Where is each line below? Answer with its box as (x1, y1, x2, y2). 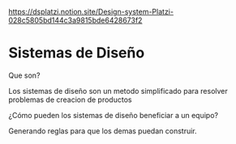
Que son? (8, 70, 41, 80)
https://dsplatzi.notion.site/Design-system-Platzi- (8, 7, 174, 16)
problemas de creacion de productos (8, 95, 132, 104)
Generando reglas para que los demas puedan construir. (8, 125, 197, 136)
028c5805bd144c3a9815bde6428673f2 (8, 15, 143, 25)
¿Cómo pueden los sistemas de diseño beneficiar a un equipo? (8, 110, 219, 120)
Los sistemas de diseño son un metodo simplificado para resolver (8, 86, 229, 95)
